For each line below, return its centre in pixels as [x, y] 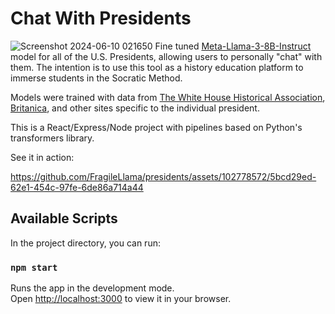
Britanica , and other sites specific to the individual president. [135, 108]
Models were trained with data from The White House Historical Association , [168, 97]
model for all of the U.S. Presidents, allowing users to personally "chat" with [166, 56]
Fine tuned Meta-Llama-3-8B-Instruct [233, 46]
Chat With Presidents [101, 18]
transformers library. [52, 138]
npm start [34, 267]
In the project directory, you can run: [85, 243]
